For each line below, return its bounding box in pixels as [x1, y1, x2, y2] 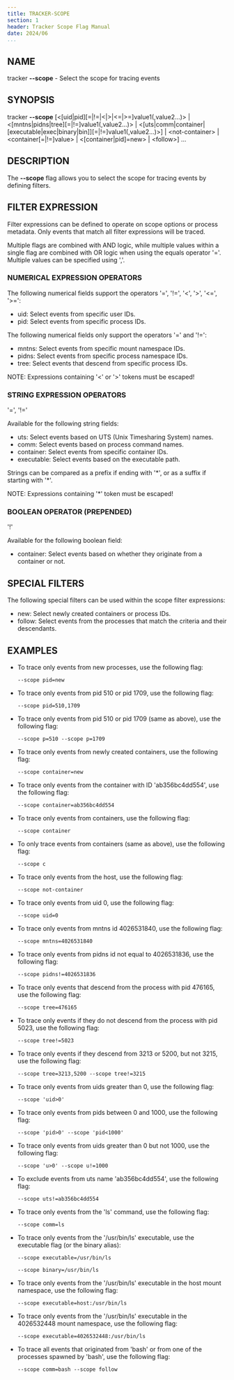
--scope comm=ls [17, 1222, 65, 1229]
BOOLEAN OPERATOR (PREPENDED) [7, 507, 132, 517]
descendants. [17, 624, 57, 633]
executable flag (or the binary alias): [17, 1241, 121, 1250]
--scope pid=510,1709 [17, 703, 80, 710]
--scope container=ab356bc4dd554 [17, 802, 115, 809]
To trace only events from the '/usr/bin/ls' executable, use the [17, 1233, 195, 1242]
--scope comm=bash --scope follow [17, 1366, 118, 1373]
